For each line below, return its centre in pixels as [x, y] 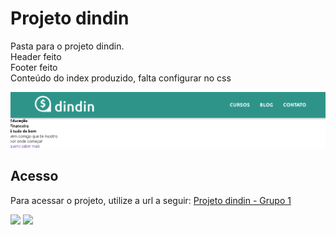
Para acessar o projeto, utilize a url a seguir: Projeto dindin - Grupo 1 [151, 200]
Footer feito [34, 67]
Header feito [36, 56]
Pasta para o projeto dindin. [67, 46]
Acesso [34, 176]
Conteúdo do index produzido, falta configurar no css [121, 78]
